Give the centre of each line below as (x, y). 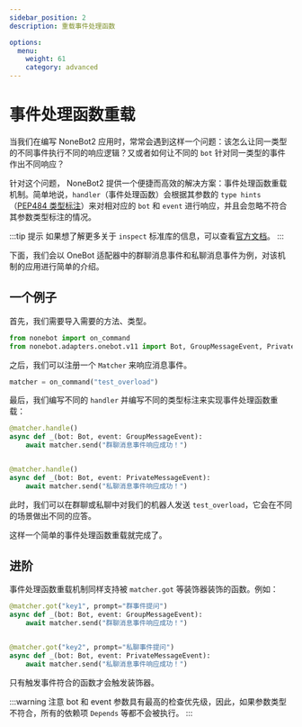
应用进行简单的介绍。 (64, 266)
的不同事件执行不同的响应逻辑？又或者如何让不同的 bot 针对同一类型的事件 (147, 152)
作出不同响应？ (37, 164)
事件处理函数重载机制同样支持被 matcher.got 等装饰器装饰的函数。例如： (144, 589)
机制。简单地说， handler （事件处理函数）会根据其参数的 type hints (135, 194)
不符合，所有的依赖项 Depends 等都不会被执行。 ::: (101, 713)
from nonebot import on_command (70, 338)
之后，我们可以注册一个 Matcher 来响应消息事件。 (100, 365)
